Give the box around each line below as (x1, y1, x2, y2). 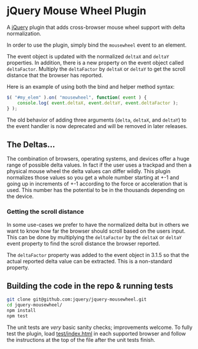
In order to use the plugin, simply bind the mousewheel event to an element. (6, 41, 187, 48)
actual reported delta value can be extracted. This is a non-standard (6, 257, 173, 265)
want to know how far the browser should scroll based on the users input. (6, 227, 186, 234)
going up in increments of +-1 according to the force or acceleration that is (6, 180, 188, 187)
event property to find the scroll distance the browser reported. (6, 240, 160, 247)
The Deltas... (6, 139, 55, 149)
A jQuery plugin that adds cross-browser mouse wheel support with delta (6, 24, 185, 31)
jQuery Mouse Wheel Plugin (6, 4, 147, 18)
